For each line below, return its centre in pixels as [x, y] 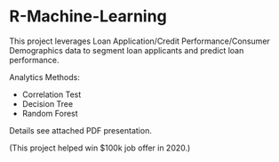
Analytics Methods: [44, 77]
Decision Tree [48, 103]
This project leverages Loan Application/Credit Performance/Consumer [140, 41]
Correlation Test [52, 94]
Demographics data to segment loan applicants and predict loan [127, 50]
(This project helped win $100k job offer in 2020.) [100, 148]
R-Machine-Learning [88, 16]
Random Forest [50, 113]
